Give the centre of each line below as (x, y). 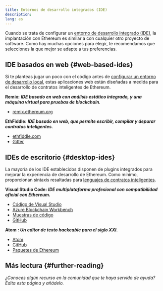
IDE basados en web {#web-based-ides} (69, 64)
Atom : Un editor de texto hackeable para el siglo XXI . (61, 230)
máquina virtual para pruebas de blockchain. (53, 102)
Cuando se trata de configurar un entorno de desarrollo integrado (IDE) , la (81, 33)
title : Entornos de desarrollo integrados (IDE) (56, 10)
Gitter (18, 142)
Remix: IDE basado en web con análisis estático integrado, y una (74, 97)
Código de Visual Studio (37, 204)
